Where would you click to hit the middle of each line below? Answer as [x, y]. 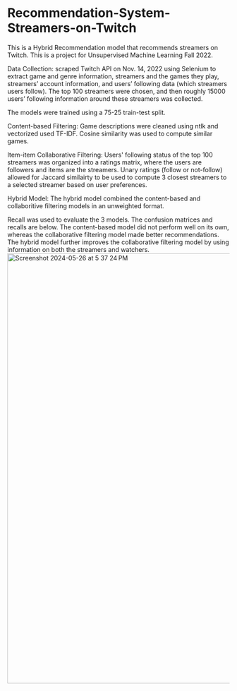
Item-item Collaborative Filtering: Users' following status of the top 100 [110, 155]
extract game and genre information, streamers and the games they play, [114, 76]
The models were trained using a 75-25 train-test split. [86, 112]
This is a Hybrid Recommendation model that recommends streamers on [113, 47]
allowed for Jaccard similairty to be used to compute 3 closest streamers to [117, 177]
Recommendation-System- [89, 13]
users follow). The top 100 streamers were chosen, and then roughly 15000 [116, 91]
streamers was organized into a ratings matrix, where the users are [105, 162]
